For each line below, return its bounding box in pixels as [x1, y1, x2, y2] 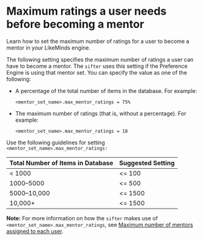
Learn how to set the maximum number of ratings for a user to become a [6, 37, 190, 45]
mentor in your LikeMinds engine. [6, 44, 90, 51]
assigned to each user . [6, 228, 64, 235]
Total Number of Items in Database [9, 158, 114, 167]
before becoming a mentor [6, 17, 145, 31]
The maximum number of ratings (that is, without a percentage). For [15, 109, 186, 117]
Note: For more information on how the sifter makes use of [6, 214, 158, 221]
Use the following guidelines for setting [6, 139, 105, 146]
